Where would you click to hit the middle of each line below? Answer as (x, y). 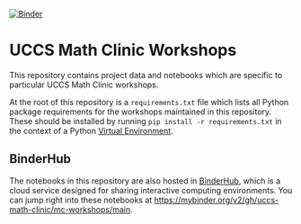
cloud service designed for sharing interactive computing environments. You (151, 190)
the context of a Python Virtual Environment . (91, 130)
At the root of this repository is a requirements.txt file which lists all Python (149, 102)
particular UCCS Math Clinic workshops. (84, 85)
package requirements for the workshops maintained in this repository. (141, 112)
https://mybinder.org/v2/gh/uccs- (217, 200)
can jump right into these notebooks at (81, 200)
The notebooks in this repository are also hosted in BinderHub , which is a (145, 181)
